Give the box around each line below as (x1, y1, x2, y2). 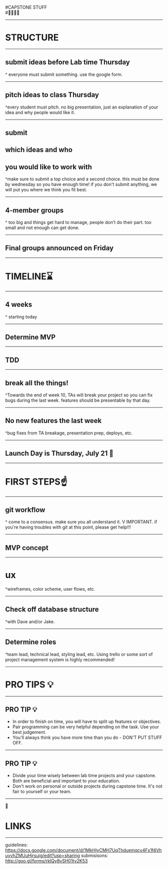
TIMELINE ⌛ (5, 271, 53, 282)
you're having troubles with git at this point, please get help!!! (5, 524, 131, 530)
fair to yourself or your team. (12, 789, 71, 795)
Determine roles (5, 638, 56, 646)
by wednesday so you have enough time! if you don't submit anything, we (5, 181, 157, 187)
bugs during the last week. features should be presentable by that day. (5, 397, 151, 403)
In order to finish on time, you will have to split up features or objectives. (12, 718, 161, 725)
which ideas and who (5, 146, 72, 154)
